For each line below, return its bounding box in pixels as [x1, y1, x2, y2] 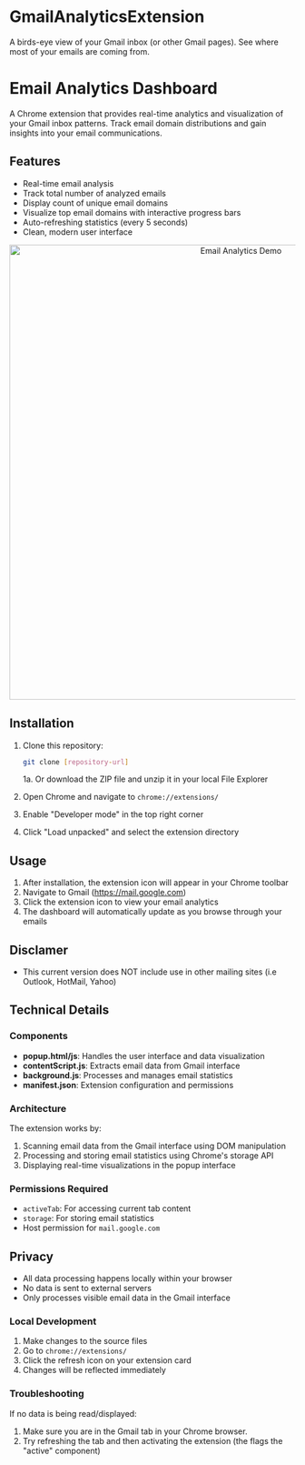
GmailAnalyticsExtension [9, 6, 205, 27]
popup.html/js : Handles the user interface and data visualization [22, 1050, 265, 1061]
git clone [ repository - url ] [22, 757, 129, 766]
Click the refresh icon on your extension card [22, 1355, 192, 1366]
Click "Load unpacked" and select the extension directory [22, 826, 240, 838]
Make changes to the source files [22, 1336, 148, 1347]
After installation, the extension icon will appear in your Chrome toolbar [22, 877, 289, 888]
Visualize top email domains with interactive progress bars [22, 207, 241, 217]
